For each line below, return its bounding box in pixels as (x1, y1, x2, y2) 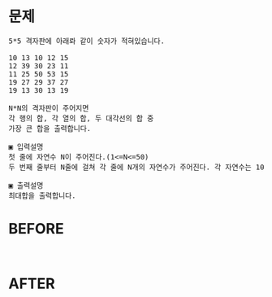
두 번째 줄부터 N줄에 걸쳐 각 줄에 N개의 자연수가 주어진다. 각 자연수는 (8, 162, 252, 172)
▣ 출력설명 (8, 181, 44, 190)
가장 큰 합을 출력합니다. (8, 124, 92, 133)
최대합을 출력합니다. (8, 190, 76, 200)
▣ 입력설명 (8, 142, 44, 151)
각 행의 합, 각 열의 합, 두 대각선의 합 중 (8, 113, 154, 123)
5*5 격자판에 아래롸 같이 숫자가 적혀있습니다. (8, 36, 165, 46)
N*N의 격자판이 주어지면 (8, 103, 89, 112)
